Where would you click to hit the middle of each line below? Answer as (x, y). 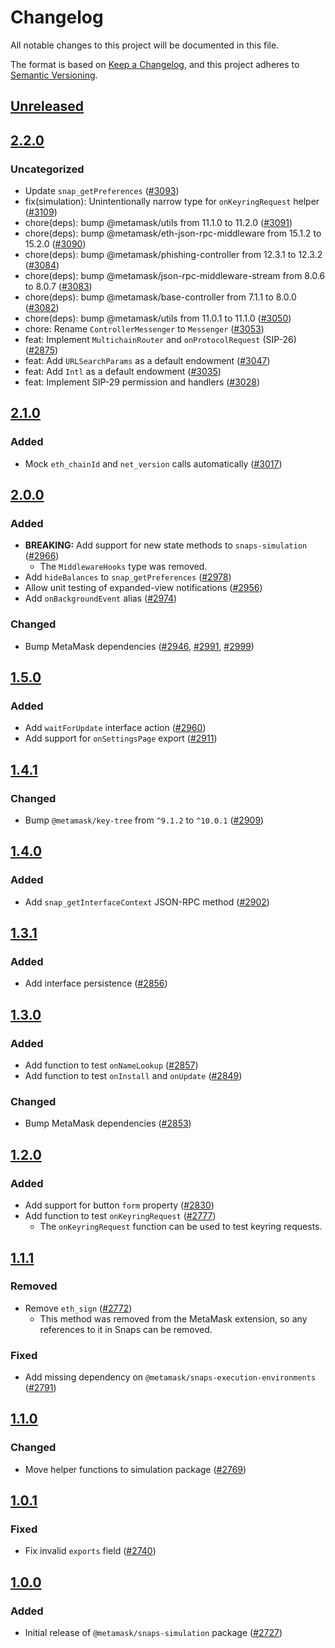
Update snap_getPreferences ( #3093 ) (102, 191)
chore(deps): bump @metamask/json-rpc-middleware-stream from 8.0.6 (175, 276)
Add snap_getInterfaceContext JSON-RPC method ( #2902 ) (147, 902)
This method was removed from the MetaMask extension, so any (173, 1318)
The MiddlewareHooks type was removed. (123, 567)
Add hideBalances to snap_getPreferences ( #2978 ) (128, 577)
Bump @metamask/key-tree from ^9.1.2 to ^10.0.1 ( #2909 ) (144, 820)
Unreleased (47, 106)
